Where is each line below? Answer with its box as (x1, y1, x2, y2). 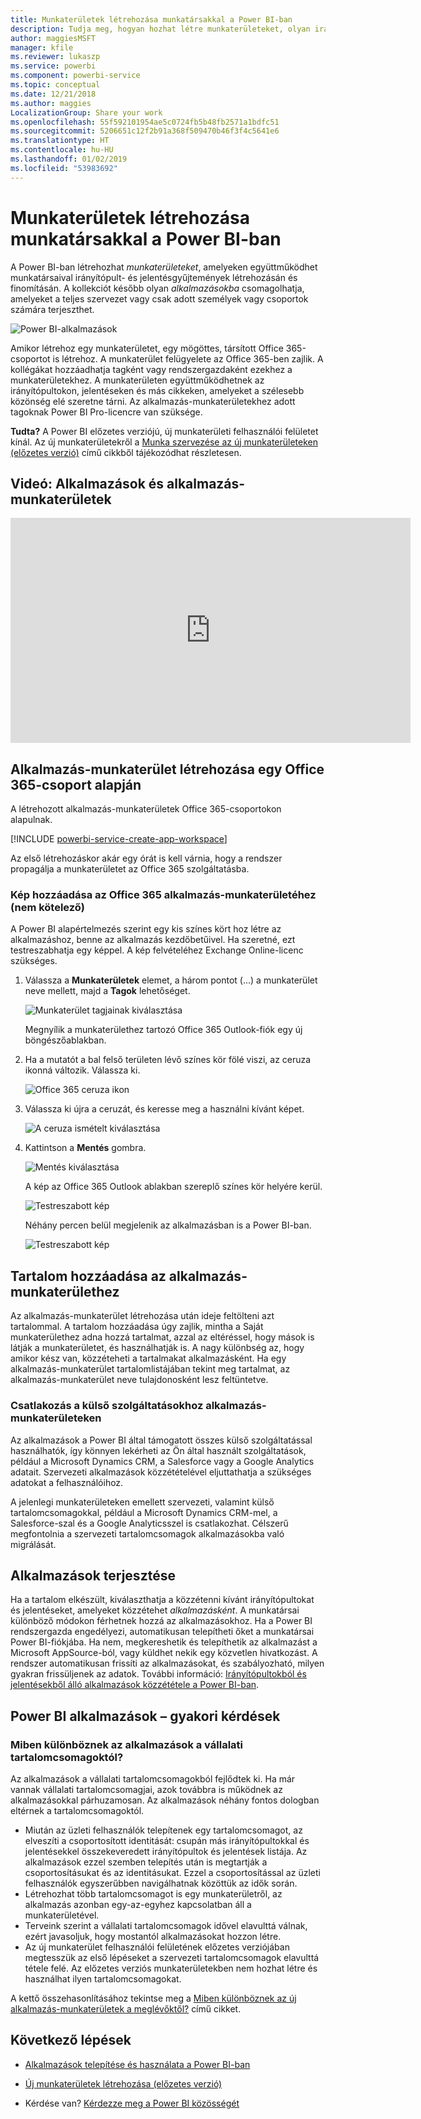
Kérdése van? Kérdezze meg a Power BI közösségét (24, 2097, 240, 2109)
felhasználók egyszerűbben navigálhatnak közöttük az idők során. (24, 1877, 298, 1890)
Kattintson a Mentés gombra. (24, 1142, 147, 1154)
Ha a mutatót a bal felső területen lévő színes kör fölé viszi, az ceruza (24, 1054, 312, 1066)
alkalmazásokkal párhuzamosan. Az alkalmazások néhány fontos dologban (10, 1794, 320, 1806)
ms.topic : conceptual (10, 80, 101, 90)
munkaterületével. (24, 1909, 100, 1921)
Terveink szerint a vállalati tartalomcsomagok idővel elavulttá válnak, (24, 1920, 308, 1932)
